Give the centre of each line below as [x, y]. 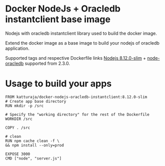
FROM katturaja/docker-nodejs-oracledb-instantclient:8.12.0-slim [76, 97]
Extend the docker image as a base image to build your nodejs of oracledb [82, 43]
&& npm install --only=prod [35, 145]
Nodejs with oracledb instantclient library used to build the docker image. [81, 33]
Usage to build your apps [58, 84]
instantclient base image [58, 19]
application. [17, 48]
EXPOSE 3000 [18, 154]
